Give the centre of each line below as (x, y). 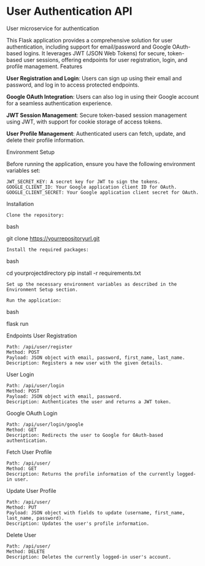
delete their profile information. (45, 140)
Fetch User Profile (29, 452)
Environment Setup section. (42, 289)
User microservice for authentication (53, 28)
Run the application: (34, 300)
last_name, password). (35, 518)
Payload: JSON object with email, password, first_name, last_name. (96, 358)
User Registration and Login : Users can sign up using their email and (94, 78)
